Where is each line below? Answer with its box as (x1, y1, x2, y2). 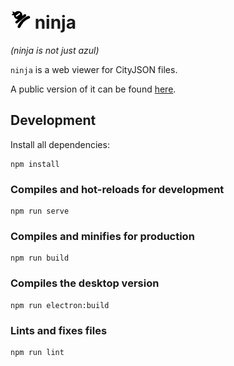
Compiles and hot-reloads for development (10, 182, 225, 196)
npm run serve (10, 206, 70, 217)
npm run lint (10, 347, 65, 357)
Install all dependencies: (10, 138, 110, 150)
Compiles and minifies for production (10, 229, 195, 243)
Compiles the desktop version (10, 276, 160, 290)
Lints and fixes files (10, 323, 108, 337)
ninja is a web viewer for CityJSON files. (10, 63, 178, 75)
